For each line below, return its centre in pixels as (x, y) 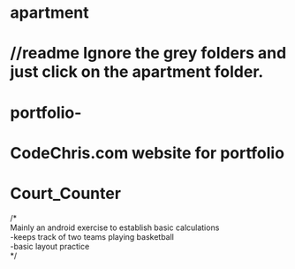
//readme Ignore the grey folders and (148, 54)
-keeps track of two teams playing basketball (92, 236)
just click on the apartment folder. (137, 72)
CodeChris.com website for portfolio (147, 153)
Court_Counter (66, 193)
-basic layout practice (50, 246)
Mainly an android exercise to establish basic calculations (115, 227)
